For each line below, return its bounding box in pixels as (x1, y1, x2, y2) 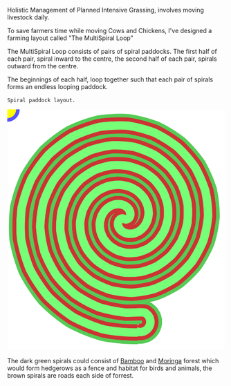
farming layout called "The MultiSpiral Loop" (7, 34, 133, 42)
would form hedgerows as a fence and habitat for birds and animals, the (7, 364, 212, 372)
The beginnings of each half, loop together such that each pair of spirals (7, 75, 213, 84)
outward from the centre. (7, 62, 79, 70)
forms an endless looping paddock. (7, 83, 109, 90)
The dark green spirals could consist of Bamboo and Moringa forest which (7, 357, 219, 365)
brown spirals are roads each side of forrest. (7, 371, 134, 380)
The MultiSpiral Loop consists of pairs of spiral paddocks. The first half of (7, 48, 218, 55)
